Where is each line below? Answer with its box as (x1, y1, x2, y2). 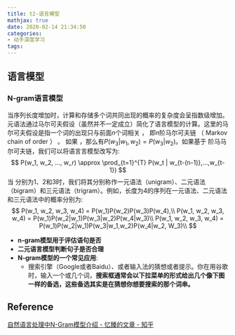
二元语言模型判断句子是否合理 (17, 245, 104, 254)
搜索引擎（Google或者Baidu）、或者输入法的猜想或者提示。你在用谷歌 (27, 263, 229, 271)
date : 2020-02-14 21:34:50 (7, 23, 86, 30)
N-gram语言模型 (7, 93, 63, 103)
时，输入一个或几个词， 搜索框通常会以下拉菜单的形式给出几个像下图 (27, 271, 225, 280)
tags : (7, 43, 23, 50)
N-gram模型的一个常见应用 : (17, 254, 98, 262)
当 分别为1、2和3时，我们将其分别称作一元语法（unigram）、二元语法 (7, 178, 206, 186)
